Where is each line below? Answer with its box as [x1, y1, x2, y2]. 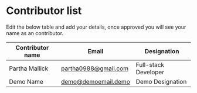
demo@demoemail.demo [60, 77, 130, 85]
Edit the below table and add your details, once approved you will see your [6, 23, 186, 30]
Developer [135, 68, 165, 76]
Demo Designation [135, 77, 187, 85]
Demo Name [9, 77, 44, 85]
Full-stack [135, 60, 165, 68]
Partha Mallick [9, 64, 49, 73]
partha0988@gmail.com [60, 64, 129, 73]
